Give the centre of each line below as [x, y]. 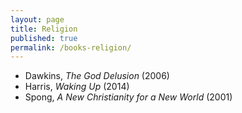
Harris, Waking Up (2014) [77, 87]
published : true [44, 38]
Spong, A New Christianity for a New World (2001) [128, 97]
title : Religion [44, 29]
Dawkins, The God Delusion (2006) [97, 76]
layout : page [37, 19]
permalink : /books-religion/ [71, 47]
